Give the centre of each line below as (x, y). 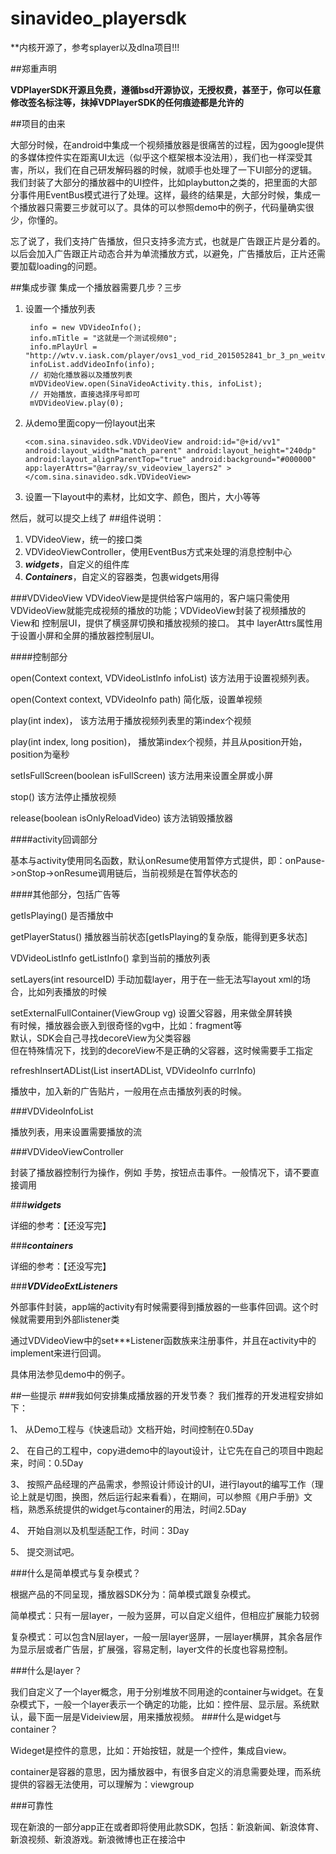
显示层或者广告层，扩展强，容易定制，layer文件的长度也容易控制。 (156, 1649)
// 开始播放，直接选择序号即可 (85, 394)
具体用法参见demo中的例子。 (70, 1374)
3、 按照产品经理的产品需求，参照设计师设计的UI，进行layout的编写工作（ (162, 1484)
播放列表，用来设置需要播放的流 (76, 1131)
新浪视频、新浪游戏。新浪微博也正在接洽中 (98, 1839)
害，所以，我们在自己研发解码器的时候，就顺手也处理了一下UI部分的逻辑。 (164, 169)
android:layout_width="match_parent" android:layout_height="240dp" (170, 450)
